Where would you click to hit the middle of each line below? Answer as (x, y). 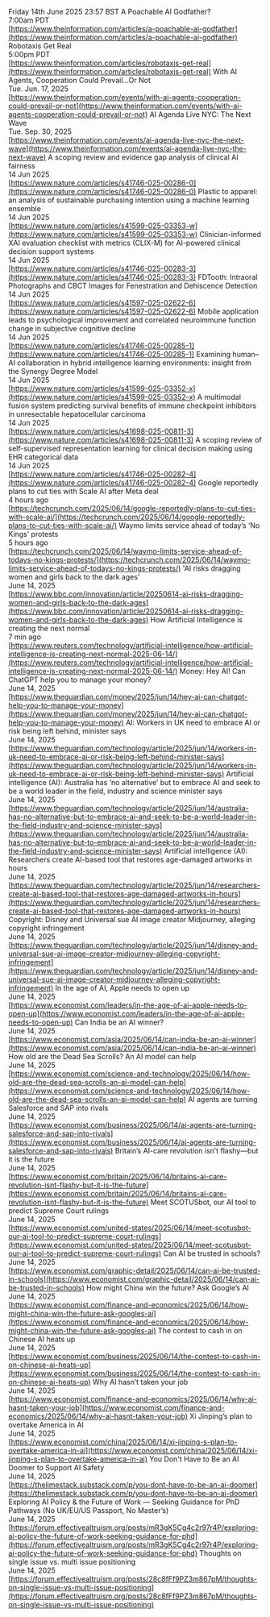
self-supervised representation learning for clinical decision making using (131, 448)
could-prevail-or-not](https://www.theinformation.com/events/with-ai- (125, 106)
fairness (22, 166)
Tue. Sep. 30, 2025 (40, 131)
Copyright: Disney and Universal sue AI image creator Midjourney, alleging (132, 919)
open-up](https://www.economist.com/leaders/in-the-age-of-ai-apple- (127, 1014)
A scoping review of (228, 440)
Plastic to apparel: (228, 191)
